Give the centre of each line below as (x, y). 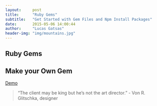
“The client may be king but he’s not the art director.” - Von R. (81, 93)
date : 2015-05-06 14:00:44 (40, 24)
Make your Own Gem (39, 71)
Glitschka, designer (38, 98)
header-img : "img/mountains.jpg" (40, 33)
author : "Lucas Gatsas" (35, 29)
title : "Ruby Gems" (31, 15)
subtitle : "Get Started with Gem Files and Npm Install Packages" (79, 19)
